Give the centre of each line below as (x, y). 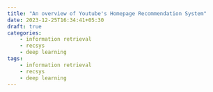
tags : (15, 59)
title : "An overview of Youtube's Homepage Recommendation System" (107, 13)
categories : (24, 33)
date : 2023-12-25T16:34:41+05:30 (56, 20)
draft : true (24, 26)
